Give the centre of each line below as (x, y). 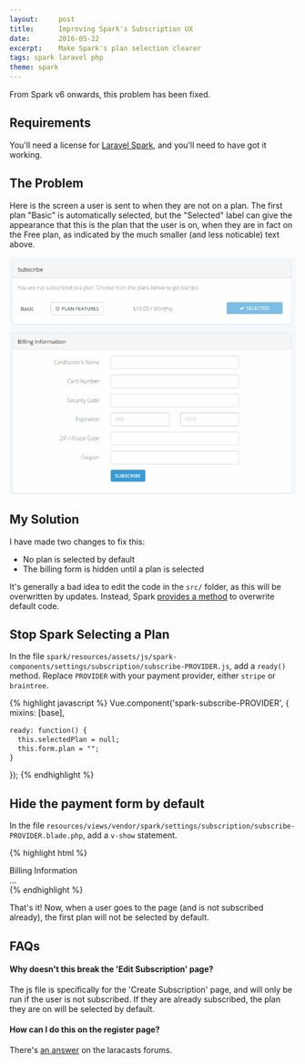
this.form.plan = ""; (59, 749)
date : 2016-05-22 (55, 38)
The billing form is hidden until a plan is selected (113, 569)
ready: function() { (49, 731)
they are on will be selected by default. (82, 1008)
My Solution (45, 520)
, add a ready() (258, 666)
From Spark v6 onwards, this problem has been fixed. (110, 94)
